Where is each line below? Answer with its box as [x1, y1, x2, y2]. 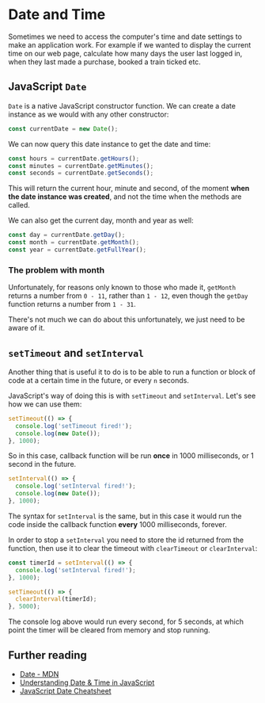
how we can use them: [8, 399, 82, 409]
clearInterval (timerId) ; [15, 595, 97, 603]
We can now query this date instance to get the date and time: [8, 139, 211, 148]
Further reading [8, 648, 87, 662]
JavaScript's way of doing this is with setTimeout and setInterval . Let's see [8, 391, 256, 400]
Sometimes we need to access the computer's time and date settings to [8, 32, 243, 41]
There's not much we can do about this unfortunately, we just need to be [8, 315, 245, 324]
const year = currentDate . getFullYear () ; [8, 246, 147, 254]
